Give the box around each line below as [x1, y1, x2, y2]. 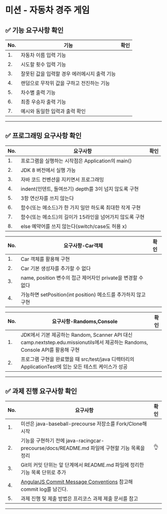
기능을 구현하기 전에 [20, 437, 65, 444]
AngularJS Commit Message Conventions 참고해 [20, 478, 133, 485]
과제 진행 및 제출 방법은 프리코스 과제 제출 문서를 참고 [20, 495, 138, 502]
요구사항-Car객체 [64, 242, 103, 249]
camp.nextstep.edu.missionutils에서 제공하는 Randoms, [20, 339, 148, 346]
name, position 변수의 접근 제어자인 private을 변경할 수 [20, 274, 144, 281]
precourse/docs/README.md [20, 445, 89, 452]
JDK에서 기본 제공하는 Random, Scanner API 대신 [20, 331, 133, 338]
